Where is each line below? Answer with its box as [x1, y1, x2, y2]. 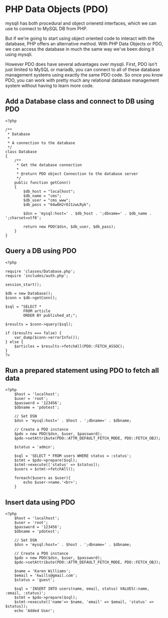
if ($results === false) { [5, 330, 62, 335]
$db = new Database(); [5, 291, 53, 296]
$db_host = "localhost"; [23, 189, 75, 194]
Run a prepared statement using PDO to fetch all [5, 366, 159, 375]
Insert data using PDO [5, 498, 75, 507]
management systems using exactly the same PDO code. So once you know [5, 72, 163, 78]
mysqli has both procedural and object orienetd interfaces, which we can [5, 20, 157, 26]
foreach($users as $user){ [14, 475, 71, 480]
